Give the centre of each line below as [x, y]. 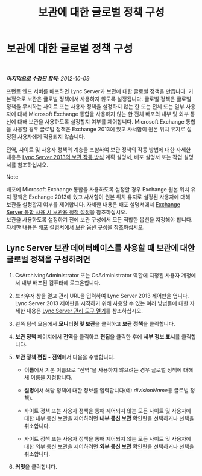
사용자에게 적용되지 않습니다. [51, 136]
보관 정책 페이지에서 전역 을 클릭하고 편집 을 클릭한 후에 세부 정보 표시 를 [97, 336]
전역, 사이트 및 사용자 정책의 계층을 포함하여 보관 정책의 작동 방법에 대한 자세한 [99, 150]
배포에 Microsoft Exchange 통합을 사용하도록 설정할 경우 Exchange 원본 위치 [98, 189]
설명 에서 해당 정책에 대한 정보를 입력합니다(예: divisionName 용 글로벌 [106, 390]
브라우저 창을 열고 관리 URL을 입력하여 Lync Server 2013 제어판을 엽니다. [102, 296]
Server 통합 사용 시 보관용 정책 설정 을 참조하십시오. [67, 212]
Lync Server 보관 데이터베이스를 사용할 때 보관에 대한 [100, 248]
